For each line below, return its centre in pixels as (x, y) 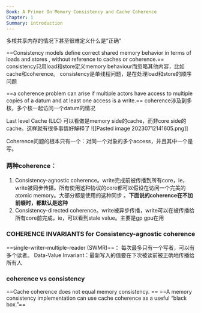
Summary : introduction (34, 23)
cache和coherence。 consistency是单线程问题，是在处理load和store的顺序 (99, 74)
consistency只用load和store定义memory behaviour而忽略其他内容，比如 (95, 66)
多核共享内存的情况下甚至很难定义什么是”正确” (64, 41)
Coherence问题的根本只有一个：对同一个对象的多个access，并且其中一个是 (100, 141)
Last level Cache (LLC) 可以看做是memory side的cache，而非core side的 (96, 121)
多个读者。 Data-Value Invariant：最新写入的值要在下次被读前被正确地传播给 (100, 255)
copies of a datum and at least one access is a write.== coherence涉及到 (97, 101)
